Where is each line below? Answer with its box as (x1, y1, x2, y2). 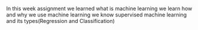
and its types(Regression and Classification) (6, 18, 115, 24)
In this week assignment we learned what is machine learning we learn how (6, 5, 193, 12)
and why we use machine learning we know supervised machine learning (6, 11, 187, 18)
